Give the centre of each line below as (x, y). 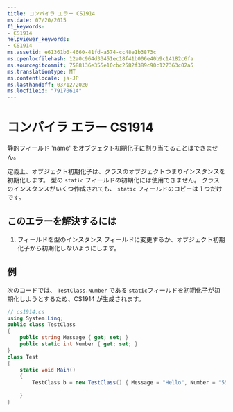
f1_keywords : (26, 26)
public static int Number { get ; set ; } (79, 344)
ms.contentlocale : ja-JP (43, 78)
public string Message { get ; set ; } (74, 338)
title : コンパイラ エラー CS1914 (51, 14)
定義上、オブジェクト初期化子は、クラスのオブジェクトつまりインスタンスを (116, 171)
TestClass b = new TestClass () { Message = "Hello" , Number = (124, 383)
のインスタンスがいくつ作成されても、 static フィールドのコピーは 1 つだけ (115, 189)
